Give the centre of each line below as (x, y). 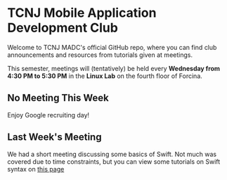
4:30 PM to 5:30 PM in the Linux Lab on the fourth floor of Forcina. (105, 76)
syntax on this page (36, 169)
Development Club (63, 28)
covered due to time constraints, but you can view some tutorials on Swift (114, 161)
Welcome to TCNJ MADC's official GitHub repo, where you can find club (112, 47)
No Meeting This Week (58, 98)
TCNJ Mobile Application (82, 13)
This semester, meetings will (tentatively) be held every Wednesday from (113, 68)
